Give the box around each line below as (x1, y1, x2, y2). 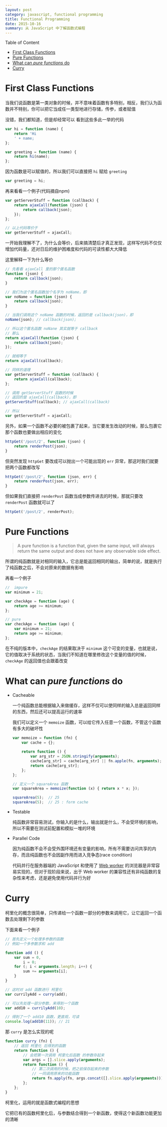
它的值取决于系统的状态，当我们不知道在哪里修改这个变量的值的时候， (5, 651, 149, 657)
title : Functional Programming (5, 16, 70, 21)
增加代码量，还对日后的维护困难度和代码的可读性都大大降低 (5, 246, 127, 252)
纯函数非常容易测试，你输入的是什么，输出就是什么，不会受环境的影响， (12, 819, 161, 825)
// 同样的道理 (5, 367, 31, 372)
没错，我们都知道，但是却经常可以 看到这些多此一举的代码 (5, 117, 124, 123)
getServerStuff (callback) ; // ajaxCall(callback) (5, 400, 110, 405)
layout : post (5, 7, 32, 12)
